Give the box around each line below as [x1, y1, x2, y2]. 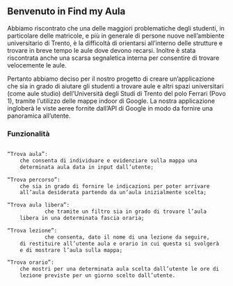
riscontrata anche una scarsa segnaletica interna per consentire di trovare [7, 54, 220, 62]
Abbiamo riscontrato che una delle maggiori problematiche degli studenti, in [7, 24, 225, 32]
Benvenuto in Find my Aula [7, 6, 126, 17]
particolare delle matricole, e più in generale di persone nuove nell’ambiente [7, 31, 225, 40]
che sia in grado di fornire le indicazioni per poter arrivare [19, 182, 210, 190]
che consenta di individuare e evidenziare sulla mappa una [19, 157, 198, 164]
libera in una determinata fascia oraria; [19, 215, 145, 222]
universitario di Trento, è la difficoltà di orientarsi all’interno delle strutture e [7, 38, 223, 47]
